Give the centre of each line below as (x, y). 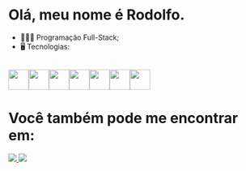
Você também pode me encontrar (123, 118)
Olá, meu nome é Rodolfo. (97, 15)
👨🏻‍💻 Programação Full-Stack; (70, 37)
